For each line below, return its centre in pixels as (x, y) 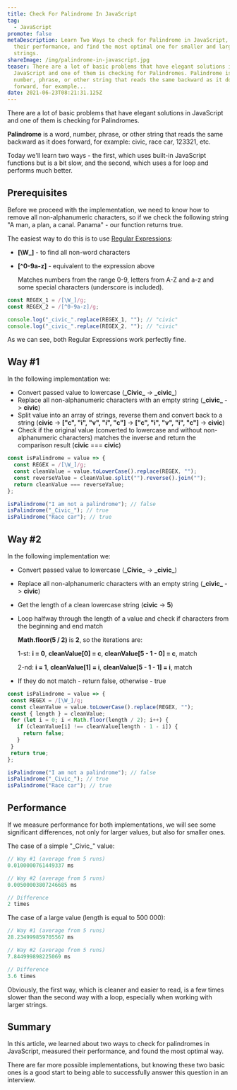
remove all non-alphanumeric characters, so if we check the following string (118, 217)
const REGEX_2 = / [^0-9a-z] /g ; (53, 306)
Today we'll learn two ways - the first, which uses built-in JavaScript (107, 156)
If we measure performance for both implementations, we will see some (112, 825)
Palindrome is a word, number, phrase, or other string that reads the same (115, 134)
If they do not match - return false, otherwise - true (92, 681)
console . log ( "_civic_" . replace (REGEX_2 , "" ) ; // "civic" (93, 326)
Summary (29, 1027)
